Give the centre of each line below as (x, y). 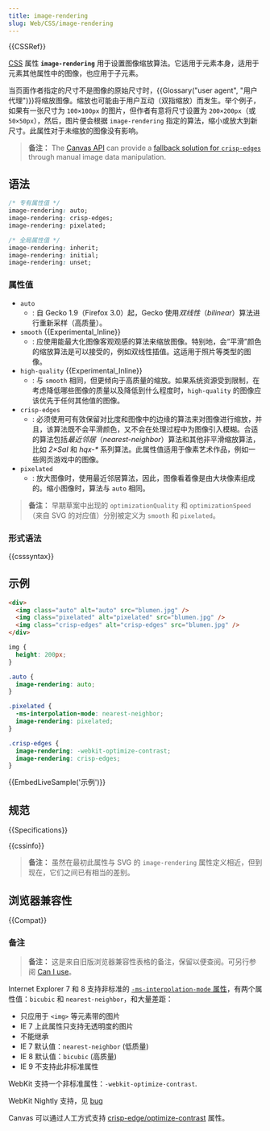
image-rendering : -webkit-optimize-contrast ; (93, 751)
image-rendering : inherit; (54, 248)
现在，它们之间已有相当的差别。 (81, 873)
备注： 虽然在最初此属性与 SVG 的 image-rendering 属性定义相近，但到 (145, 862)
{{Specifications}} (38, 830)
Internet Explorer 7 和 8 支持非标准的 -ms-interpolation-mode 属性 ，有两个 (132, 989)
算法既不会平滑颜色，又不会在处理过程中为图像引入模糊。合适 (156, 429)
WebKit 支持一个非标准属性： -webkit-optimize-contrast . (103, 1084)
